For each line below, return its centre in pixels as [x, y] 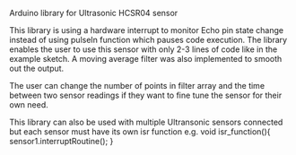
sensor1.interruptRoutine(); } [61, 141]
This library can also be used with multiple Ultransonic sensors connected [146, 122]
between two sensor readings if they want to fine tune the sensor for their [146, 95]
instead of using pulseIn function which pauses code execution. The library [148, 40]
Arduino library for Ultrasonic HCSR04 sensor [94, 13]
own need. [29, 105]
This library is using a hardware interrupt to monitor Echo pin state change [147, 30]
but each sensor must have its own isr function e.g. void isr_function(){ [140, 132]
